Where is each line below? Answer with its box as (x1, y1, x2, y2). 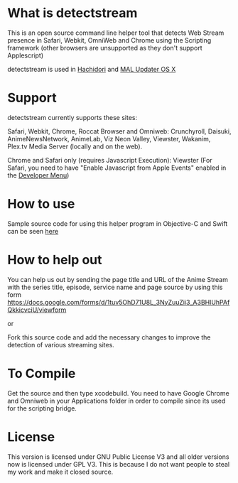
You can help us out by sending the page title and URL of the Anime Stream (7, 275, 229, 283)
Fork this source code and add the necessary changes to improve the (7, 332, 211, 342)
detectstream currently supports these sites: (7, 113, 138, 121)
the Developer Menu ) (7, 170, 70, 179)
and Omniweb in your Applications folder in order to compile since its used (7, 396, 226, 405)
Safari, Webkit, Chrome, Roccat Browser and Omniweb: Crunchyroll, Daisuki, (7, 126, 232, 136)
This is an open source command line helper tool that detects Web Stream (7, 28, 225, 37)
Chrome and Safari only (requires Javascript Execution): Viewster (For (7, 156, 212, 164)
